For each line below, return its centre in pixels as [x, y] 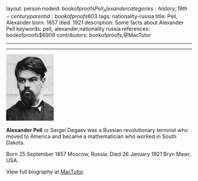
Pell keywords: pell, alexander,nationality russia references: [78, 28]
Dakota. [16, 142]
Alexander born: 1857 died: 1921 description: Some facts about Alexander [95, 22]
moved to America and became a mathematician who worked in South [91, 136]
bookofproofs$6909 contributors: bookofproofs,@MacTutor [79, 35]
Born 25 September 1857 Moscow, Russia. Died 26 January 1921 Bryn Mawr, [99, 154]
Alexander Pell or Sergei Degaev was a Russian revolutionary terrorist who [97, 130]
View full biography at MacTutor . [45, 172]
